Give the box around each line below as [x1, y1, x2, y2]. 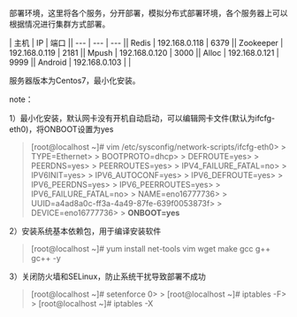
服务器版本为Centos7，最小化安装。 [9, 75, 141, 86]
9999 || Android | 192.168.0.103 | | [9, 57, 132, 67]
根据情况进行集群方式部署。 [9, 19, 110, 29]
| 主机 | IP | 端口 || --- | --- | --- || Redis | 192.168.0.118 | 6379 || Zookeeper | [9, 38, 284, 48]
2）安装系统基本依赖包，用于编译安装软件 [9, 226, 162, 236]
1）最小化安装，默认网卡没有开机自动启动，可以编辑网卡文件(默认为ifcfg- [9, 113, 276, 123]
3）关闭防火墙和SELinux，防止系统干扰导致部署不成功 [9, 271, 206, 282]
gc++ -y [30, 253, 62, 263]
